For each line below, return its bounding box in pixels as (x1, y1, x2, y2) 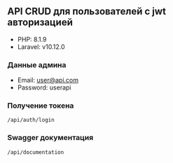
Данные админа (7, 59, 67, 69)
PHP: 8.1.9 (17, 35, 47, 43)
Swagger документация (7, 133, 94, 143)
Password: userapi (17, 83, 71, 92)
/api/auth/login (7, 117, 55, 124)
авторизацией (7, 17, 74, 29)
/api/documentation (7, 148, 64, 156)
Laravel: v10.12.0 (17, 42, 65, 51)
